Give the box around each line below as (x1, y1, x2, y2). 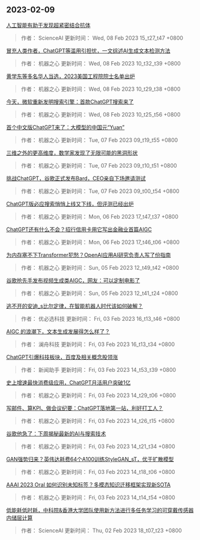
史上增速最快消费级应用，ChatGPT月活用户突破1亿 (6, 378, 131, 386)
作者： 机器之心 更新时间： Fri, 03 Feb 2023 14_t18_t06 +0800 (20, 468, 175, 475)
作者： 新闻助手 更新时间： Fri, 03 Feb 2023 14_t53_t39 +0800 (20, 366, 176, 373)
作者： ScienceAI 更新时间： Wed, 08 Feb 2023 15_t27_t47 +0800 (20, 34, 183, 41)
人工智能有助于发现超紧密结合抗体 (6, 21, 91, 29)
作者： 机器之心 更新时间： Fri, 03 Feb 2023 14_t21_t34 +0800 (20, 443, 175, 450)
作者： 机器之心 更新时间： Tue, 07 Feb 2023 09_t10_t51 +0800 (20, 162, 177, 169)
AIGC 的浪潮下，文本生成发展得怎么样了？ (6, 327, 111, 335)
